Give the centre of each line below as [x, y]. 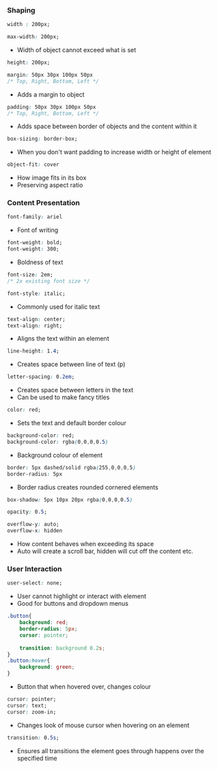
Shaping [21, 10]
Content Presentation [43, 203]
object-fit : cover [33, 165]
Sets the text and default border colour [71, 423]
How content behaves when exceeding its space [85, 544]
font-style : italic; [37, 294]
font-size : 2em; [30, 275]
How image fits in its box [52, 178]
